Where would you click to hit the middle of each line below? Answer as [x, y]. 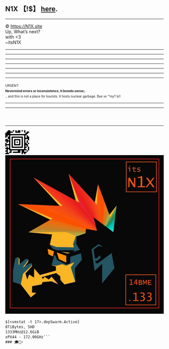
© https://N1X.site [24, 26]
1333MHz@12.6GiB [22, 332]
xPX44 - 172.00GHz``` [28, 337]
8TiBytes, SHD [20, 327]
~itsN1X [13, 42]
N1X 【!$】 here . [31, 9]
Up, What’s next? [23, 31]
